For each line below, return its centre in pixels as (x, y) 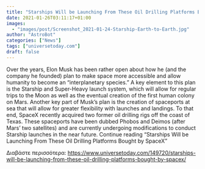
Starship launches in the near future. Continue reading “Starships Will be (98, 134)
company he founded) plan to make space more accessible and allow (94, 76)
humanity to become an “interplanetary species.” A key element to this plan (101, 82)
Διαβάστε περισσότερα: (36, 152)
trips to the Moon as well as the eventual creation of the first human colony (101, 95)
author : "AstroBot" (31, 35)
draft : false (23, 52)
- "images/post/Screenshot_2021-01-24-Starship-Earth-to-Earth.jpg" (101, 29)
